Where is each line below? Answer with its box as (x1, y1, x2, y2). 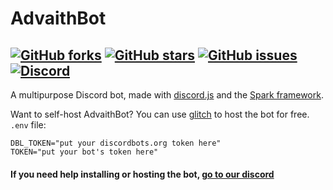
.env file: (10, 119, 47, 131)
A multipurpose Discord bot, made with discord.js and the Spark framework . (10, 89, 324, 101)
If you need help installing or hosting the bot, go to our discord (10, 168, 275, 180)
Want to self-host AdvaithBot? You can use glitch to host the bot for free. (10, 108, 310, 120)
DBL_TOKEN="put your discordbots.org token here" (10, 138, 222, 148)
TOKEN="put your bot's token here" (10, 147, 159, 157)
